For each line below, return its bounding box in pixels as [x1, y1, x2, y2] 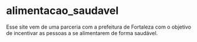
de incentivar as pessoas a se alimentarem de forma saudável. [6, 29, 158, 36]
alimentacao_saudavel [6, 4, 119, 17]
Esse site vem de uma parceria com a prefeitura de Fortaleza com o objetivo [6, 23, 192, 30]
